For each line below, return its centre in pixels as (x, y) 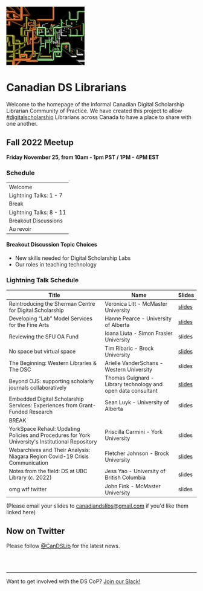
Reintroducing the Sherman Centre (52, 303)
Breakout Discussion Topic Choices (52, 245)
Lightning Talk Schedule (43, 280)
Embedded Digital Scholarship (46, 399)
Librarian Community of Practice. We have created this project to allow (94, 111)
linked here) (21, 512)
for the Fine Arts (29, 325)
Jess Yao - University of (135, 471)
